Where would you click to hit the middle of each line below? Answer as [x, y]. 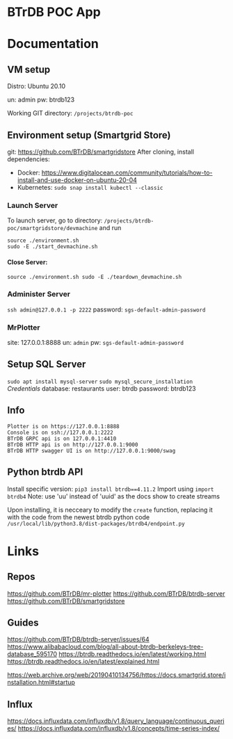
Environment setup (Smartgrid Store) [89, 135]
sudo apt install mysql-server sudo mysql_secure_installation [100, 382]
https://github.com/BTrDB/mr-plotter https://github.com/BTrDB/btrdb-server [116, 593]
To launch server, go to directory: [55, 220]
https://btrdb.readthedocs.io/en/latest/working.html [132, 654]
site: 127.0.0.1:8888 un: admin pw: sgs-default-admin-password [96, 343]
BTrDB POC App [54, 12]
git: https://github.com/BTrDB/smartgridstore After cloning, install [101, 152]
